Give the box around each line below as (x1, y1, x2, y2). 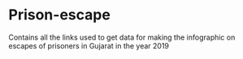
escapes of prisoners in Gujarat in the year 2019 (8, 40, 169, 50)
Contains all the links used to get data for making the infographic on (8, 32, 236, 42)
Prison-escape (8, 6, 111, 24)
